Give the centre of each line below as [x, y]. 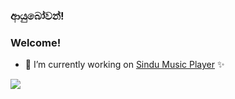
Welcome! [36, 42]
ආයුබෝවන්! [37, 16]
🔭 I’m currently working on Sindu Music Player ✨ [124, 65]
